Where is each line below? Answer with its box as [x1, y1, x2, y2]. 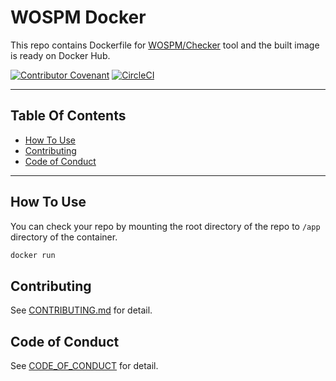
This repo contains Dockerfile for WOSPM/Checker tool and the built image [10, 39, 320, 51]
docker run [10, 250, 56, 260]
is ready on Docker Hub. [10, 49, 111, 61]
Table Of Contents [10, 107, 127, 125]
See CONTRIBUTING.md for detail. [10, 304, 153, 316]
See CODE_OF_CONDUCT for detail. [10, 360, 159, 372]
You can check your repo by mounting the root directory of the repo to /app [10, 220, 321, 232]
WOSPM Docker [10, 6, 147, 29]
